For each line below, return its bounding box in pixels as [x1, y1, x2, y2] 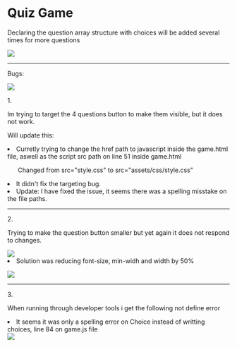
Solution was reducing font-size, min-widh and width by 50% [16, 256, 195, 265]
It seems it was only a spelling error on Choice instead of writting [16, 317, 205, 326]
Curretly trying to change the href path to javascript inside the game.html [16, 145, 229, 153]
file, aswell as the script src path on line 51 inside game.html [7, 152, 182, 160]
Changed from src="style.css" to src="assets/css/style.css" [17, 166, 194, 174]
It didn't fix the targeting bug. [16, 179, 101, 188]
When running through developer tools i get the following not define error [7, 303, 221, 312]
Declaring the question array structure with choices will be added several [7, 28, 220, 37]
